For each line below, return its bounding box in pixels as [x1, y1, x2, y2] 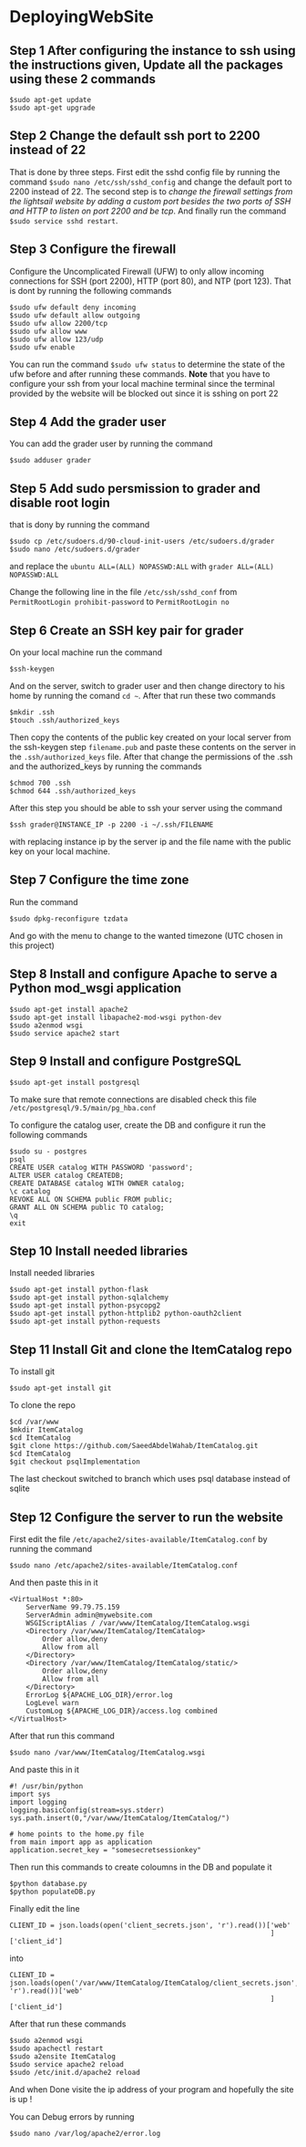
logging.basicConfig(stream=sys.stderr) [9, 1805, 166, 1815]
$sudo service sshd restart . [9, 214, 118, 225]
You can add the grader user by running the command [9, 438, 213, 449]
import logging [9, 1798, 67, 1807]
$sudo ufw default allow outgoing [9, 310, 141, 320]
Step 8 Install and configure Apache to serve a [9, 966, 278, 982]
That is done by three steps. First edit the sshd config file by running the [9, 166, 280, 177]
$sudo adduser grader [9, 456, 92, 465]
